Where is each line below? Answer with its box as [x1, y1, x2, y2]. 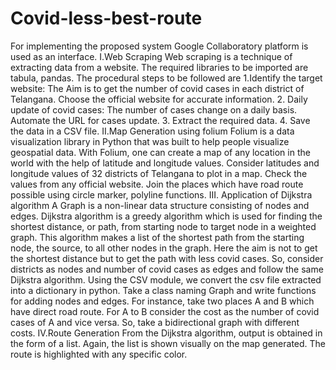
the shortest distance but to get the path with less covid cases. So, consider [10, 252, 324, 264]
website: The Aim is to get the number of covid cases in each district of [10, 82, 305, 94]
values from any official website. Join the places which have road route [10, 178, 304, 190]
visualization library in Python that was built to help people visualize [10, 135, 290, 147]
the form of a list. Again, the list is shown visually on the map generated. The [10, 337, 327, 349]
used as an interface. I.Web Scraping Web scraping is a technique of [10, 50, 293, 62]
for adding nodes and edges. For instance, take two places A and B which [10, 295, 315, 307]
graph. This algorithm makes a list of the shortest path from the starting [10, 231, 305, 243]
